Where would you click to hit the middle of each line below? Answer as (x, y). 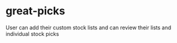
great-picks (35, 11)
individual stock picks (32, 33)
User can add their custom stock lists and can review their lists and (88, 27)
